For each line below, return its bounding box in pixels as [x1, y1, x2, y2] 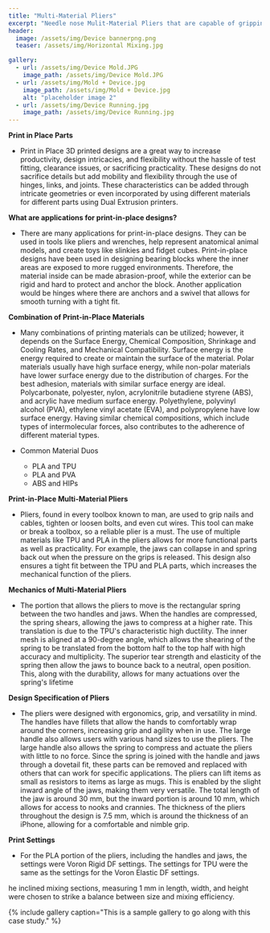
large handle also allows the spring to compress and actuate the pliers [19, 743, 253, 752]
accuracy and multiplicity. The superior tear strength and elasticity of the [19, 652, 262, 661]
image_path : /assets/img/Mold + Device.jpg [22, 86, 171, 94]
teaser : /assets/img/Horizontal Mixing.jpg [15, 42, 163, 50]
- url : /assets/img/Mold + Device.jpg [15, 78, 146, 87]
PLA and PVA [31, 470, 76, 480]
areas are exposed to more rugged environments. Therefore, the [19, 263, 234, 272]
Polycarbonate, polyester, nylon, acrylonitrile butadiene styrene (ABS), [19, 387, 254, 398]
